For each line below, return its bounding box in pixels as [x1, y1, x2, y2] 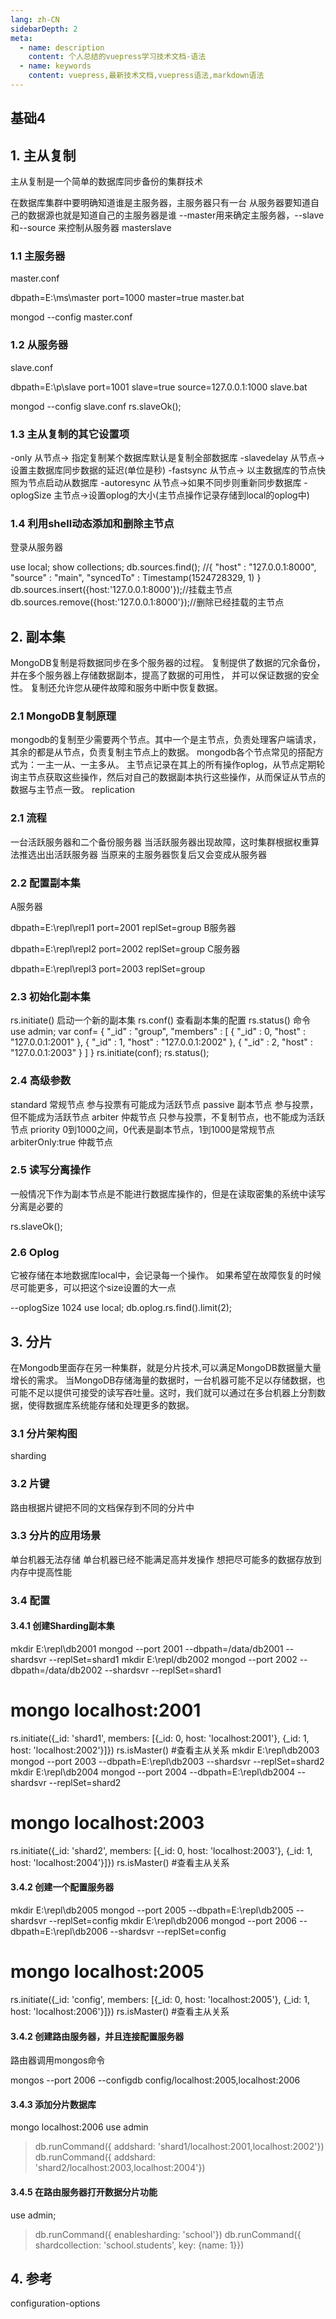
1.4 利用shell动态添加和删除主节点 [10, 516, 175, 530]
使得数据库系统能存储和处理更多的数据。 [27, 1399, 195, 1411]
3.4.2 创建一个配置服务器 [10, 1881, 115, 1893]
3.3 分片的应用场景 [10, 1529, 102, 1543]
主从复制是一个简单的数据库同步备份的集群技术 [10, 176, 203, 188]
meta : [10, 33, 33, 43]
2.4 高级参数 [10, 1074, 72, 1088]
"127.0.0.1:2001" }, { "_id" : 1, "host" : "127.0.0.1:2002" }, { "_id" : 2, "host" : [10, 1036, 313, 1048]
